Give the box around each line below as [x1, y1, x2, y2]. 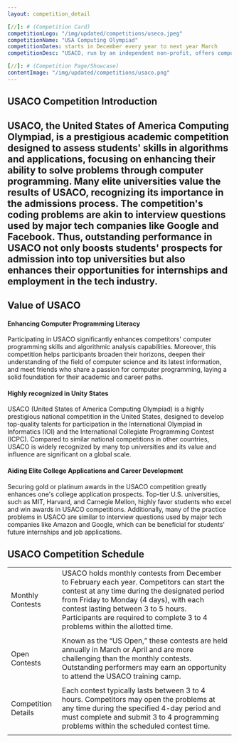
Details [11, 708, 34, 718]
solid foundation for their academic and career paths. [7, 373, 164, 381]
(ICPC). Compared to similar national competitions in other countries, [7, 435, 210, 444]
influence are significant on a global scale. [7, 450, 132, 459]
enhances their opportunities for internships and [7, 264, 228, 276]
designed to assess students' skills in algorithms [7, 141, 229, 154]
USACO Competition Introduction [7, 95, 158, 107]
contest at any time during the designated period [61, 586, 225, 596]
